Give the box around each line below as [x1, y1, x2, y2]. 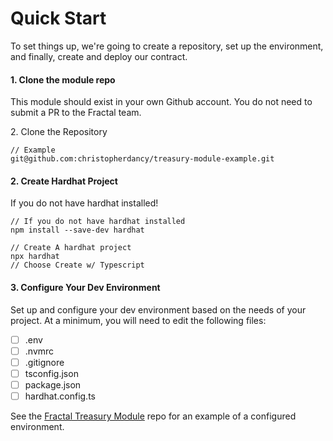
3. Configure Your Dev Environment [10, 281, 161, 293]
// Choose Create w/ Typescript [10, 260, 145, 271]
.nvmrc [24, 345, 55, 357]
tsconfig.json [24, 367, 79, 379]
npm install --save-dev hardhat [10, 225, 145, 236]
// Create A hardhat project [10, 243, 132, 253]
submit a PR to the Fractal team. [10, 107, 142, 119]
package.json [24, 378, 82, 391]
